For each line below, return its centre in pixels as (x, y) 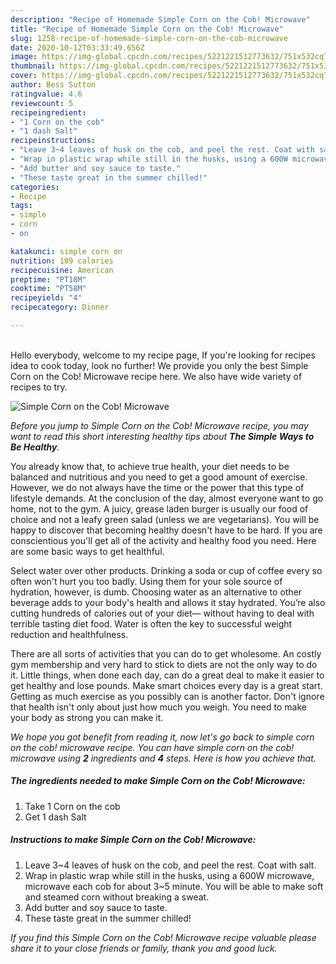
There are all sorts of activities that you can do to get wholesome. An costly (166, 653)
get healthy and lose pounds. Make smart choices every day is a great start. (166, 685)
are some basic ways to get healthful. (87, 551)
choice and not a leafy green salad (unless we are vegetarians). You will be (165, 519)
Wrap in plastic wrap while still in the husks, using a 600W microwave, (169, 875)
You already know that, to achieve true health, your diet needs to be (150, 466)
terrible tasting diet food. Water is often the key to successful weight (151, 623)
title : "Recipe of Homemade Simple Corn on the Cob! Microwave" (147, 29)
